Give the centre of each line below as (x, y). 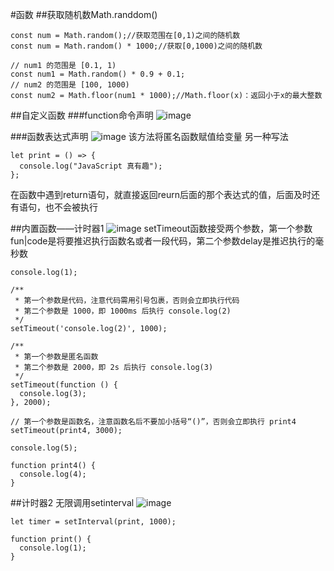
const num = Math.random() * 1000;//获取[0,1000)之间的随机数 (136, 46)
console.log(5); (44, 448)
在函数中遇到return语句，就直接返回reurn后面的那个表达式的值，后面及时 (161, 194)
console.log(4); (53, 474)
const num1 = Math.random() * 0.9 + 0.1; (98, 74)
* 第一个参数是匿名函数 (56, 357)
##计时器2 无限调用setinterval (72, 502)
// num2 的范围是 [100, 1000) (70, 85)
